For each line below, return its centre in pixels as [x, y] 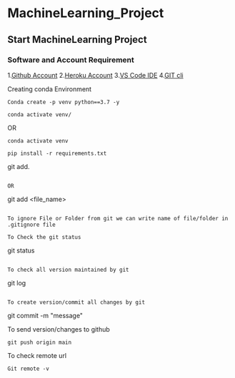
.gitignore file [31, 225]
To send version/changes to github [59, 329]
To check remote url [37, 355]
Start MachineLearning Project [77, 40]
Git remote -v [29, 369]
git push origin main [40, 342]
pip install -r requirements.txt [57, 153]
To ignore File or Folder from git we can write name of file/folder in [118, 218]
